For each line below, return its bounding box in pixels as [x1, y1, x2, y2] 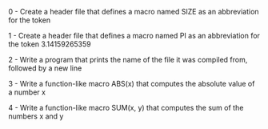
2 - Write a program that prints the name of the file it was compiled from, [8, 55, 248, 64]
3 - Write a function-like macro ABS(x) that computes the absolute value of [8, 79, 255, 88]
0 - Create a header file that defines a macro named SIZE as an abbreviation [8, 7, 259, 16]
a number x [8, 87, 46, 97]
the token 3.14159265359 [8, 39, 91, 49]
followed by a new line [8, 63, 82, 73]
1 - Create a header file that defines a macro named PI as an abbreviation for [8, 31, 260, 40]
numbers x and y [8, 111, 64, 121]
